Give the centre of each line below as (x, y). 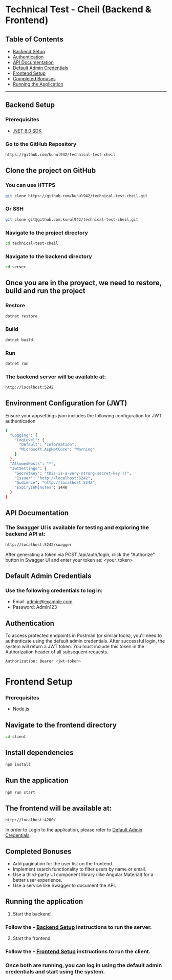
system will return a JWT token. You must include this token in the (75, 647)
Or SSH (15, 209)
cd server (16, 267)
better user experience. (37, 880)
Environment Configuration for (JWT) (66, 403)
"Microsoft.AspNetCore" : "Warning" (57, 450)
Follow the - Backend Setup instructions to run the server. (79, 927)
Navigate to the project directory (47, 232)
